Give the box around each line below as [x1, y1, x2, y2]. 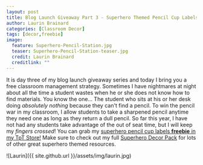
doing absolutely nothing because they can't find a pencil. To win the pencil [6, 102, 195, 109]
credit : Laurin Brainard [11, 54, 74, 60]
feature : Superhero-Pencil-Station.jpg [11, 43, 112, 49]
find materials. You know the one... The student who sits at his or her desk [6, 95, 192, 103]
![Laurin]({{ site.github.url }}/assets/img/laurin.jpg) [6, 152, 132, 159]
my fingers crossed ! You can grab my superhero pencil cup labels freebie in [6, 128, 196, 135]
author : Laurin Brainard [6, 20, 69, 26]
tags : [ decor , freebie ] [6, 31, 63, 37]
